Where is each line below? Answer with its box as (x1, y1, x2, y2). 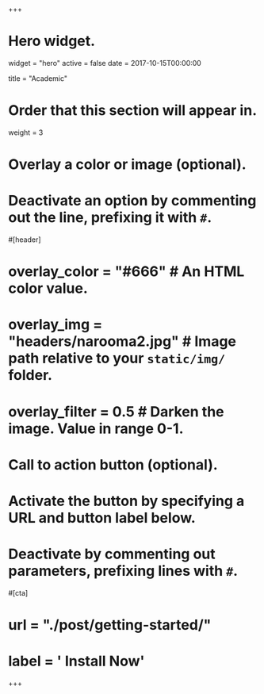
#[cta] (8, 588, 29, 597)
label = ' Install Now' (8, 652, 145, 670)
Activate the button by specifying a (8, 492, 245, 510)
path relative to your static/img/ (8, 350, 226, 367)
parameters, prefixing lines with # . (8, 562, 239, 580)
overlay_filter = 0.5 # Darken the (8, 402, 224, 420)
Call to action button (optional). (8, 455, 218, 474)
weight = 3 (8, 128, 44, 137)
